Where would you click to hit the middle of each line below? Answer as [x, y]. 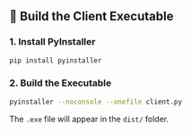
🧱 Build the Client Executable [91, 17]
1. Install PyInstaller [52, 42]
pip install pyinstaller [56, 60]
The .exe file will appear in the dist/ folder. [89, 119]
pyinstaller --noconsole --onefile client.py [95, 102]
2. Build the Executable [61, 83]
